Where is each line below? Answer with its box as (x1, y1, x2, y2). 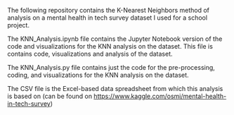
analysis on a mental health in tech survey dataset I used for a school (7, 13, 208, 22)
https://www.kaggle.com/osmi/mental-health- (93, 92, 227, 100)
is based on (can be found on (7, 92, 93, 100)
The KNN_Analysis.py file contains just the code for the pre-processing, (7, 63, 216, 71)
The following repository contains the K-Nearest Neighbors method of (7, 6, 209, 14)
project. (7, 21, 30, 29)
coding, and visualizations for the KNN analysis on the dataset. (7, 71, 189, 79)
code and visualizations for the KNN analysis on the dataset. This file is (7, 42, 213, 50)
